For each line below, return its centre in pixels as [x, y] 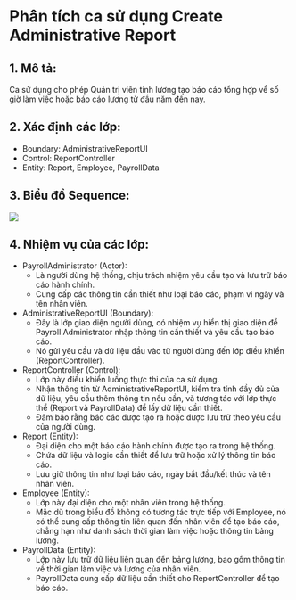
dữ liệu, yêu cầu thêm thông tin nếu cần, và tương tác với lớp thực [156, 399]
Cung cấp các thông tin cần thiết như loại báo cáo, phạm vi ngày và [160, 294]
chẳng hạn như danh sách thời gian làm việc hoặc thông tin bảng [155, 531]
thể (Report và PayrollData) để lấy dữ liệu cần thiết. [129, 408]
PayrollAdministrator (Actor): [74, 266]
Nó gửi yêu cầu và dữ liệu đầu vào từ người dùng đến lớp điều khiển [160, 351]
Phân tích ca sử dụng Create [116, 16]
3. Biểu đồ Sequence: [70, 196]
